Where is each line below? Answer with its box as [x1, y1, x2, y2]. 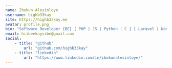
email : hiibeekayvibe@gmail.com [5, 31, 74, 36]
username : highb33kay [5, 12, 52, 17]
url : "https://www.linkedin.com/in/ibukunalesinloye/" [24, 55, 143, 60]
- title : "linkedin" [14, 50, 58, 55]
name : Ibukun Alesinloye [5, 7, 58, 13]
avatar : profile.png [5, 21, 50, 27]
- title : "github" [14, 41, 54, 46]
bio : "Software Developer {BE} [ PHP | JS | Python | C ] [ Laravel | [5, 27, 159, 32]
